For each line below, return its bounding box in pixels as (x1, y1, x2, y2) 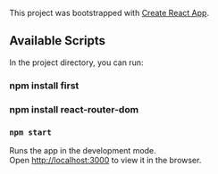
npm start (9, 127, 52, 137)
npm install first (9, 79, 80, 92)
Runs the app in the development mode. (9, 145, 156, 155)
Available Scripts (9, 33, 105, 48)
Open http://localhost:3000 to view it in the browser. (9, 154, 202, 165)
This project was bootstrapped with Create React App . (9, 8, 210, 18)
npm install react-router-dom (9, 103, 139, 115)
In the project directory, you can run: (9, 57, 144, 68)
